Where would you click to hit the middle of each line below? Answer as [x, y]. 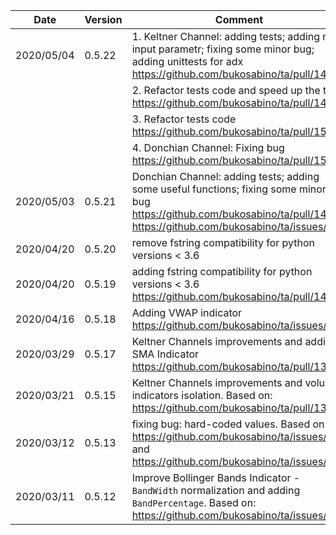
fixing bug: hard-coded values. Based [221, 424]
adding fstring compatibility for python [222, 271]
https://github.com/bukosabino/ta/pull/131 [232, 407]
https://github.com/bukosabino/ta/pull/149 [232, 102]
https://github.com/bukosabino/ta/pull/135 [232, 366]
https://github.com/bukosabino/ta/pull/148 [232, 74]
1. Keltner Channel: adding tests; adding [226, 36]
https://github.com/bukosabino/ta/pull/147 [232, 214]
